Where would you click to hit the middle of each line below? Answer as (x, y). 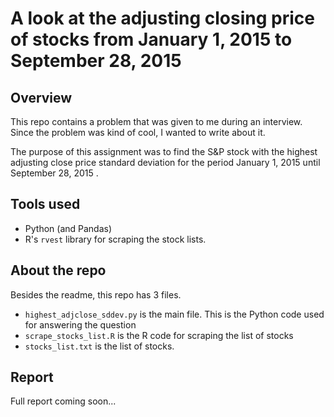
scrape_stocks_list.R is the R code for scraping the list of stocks (159, 335)
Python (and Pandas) (68, 228)
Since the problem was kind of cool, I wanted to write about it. (138, 132)
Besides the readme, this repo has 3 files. (96, 294)
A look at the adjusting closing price (162, 18)
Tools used (45, 204)
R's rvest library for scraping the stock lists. (115, 239)
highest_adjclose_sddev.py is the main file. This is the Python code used (174, 314)
